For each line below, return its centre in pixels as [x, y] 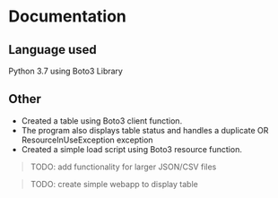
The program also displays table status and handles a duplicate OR [145, 130]
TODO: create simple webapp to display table [114, 184]
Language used [53, 50]
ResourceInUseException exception [87, 140]
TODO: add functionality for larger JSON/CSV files [123, 167]
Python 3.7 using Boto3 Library [65, 71]
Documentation [68, 17]
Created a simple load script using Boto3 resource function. [132, 149]
